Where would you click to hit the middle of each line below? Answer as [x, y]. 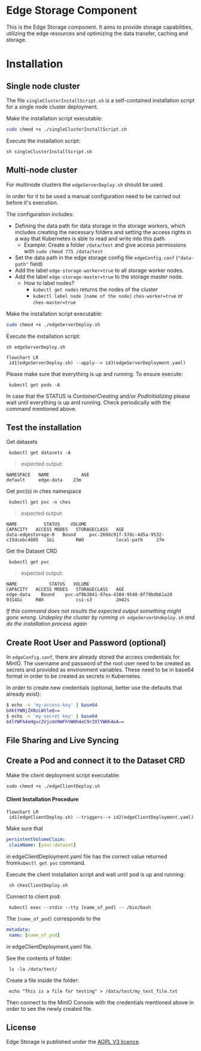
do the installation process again [47, 624]
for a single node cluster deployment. [52, 107]
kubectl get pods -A [34, 385]
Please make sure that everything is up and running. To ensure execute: [95, 374]
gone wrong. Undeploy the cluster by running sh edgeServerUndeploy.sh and [100, 617]
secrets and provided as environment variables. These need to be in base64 [100, 670]
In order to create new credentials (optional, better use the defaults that [94, 688]
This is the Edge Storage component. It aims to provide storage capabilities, [100, 27]
